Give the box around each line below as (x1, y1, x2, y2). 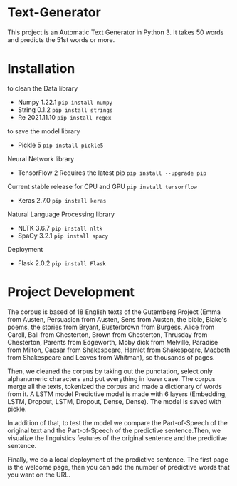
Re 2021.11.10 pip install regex (17, 113, 112, 121)
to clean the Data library (7, 83, 78, 93)
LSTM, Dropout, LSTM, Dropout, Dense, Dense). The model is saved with (7, 397, 222, 405)
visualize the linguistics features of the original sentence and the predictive (7, 433, 228, 442)
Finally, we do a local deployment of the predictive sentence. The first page (7, 455, 229, 464)
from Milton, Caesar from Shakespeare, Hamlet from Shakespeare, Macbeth (7, 345, 231, 354)
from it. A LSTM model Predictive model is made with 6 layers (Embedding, (7, 390, 228, 398)
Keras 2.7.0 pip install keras (17, 196, 107, 204)
